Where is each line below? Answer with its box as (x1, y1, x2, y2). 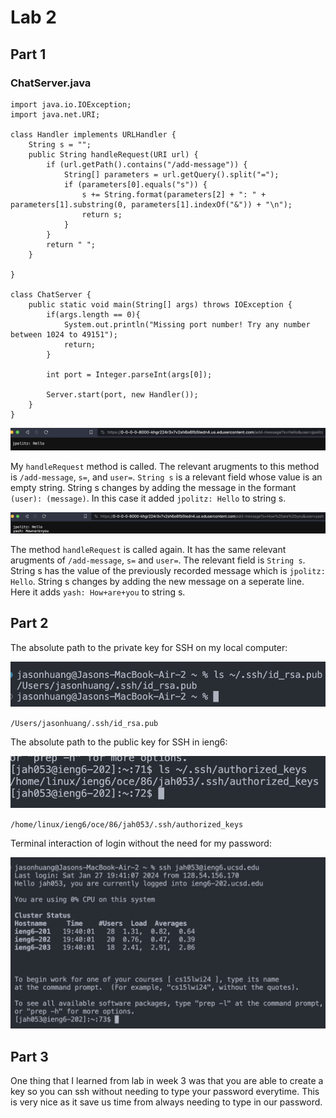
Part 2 (10, 615, 49, 632)
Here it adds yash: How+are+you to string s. (10, 586, 186, 598)
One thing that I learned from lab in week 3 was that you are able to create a (10, 1075, 324, 1087)
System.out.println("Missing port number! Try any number (63, 319, 311, 330)
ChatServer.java (10, 76, 92, 90)
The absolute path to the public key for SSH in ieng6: (10, 736, 228, 748)
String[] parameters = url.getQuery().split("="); (63, 169, 280, 180)
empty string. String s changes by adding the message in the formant (10, 482, 297, 494)
